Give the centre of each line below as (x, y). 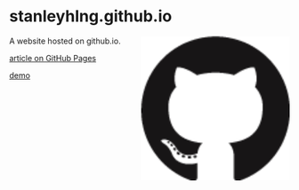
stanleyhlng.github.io (91, 16)
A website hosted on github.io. (65, 41)
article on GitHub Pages (53, 58)
